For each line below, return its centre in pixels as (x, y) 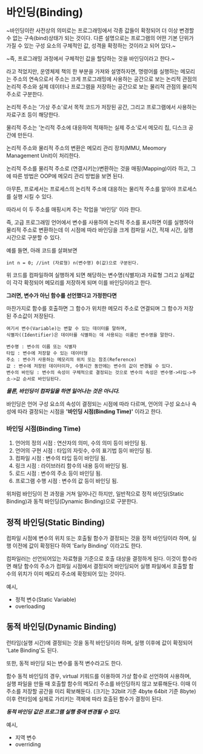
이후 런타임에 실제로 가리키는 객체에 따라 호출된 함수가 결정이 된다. (85, 699)
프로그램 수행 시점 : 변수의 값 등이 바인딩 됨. (67, 481)
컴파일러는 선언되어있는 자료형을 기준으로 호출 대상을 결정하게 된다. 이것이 (94, 559)
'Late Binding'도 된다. (32, 650)
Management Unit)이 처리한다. (43, 155)
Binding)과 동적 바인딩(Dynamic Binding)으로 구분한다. (72, 502)
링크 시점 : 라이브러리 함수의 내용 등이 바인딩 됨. (72, 466)
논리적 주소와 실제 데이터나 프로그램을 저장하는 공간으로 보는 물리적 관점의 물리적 (102, 86)
